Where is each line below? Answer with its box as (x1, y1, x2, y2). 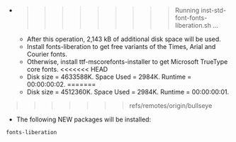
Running (174, 6, 200, 14)
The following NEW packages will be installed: (16, 115, 152, 124)
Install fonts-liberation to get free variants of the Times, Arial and (26, 43, 216, 50)
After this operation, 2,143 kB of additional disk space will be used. (26, 35, 222, 43)
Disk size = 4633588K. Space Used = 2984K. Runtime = (26, 72, 192, 81)
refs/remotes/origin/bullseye (129, 102, 213, 109)
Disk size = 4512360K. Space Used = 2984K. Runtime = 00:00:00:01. (26, 88, 230, 96)
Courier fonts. (26, 50, 67, 58)
